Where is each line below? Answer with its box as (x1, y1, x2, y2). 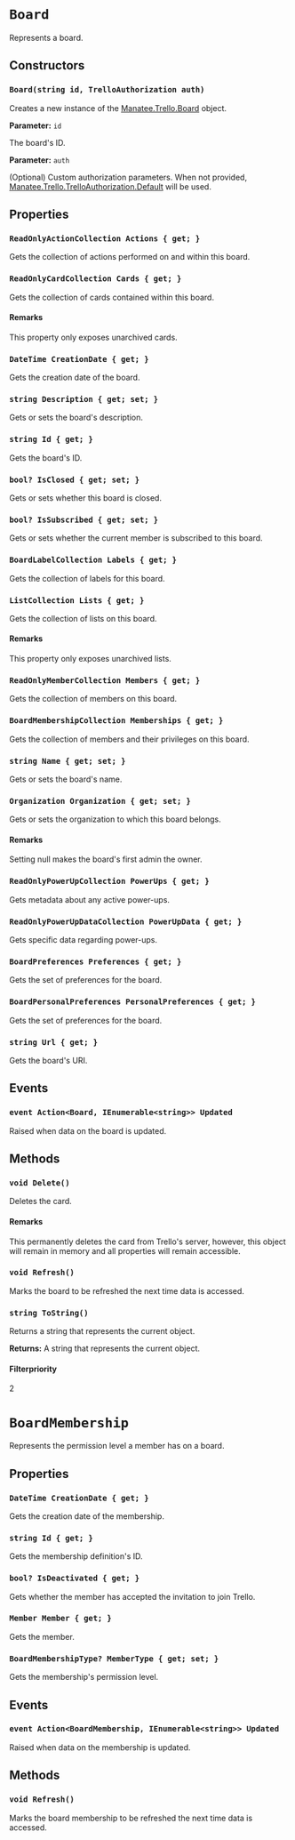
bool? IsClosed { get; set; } (9, 474, 140, 485)
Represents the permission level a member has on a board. (9, 1441, 225, 1451)
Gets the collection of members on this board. (9, 694, 178, 704)
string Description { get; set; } (9, 394, 158, 405)
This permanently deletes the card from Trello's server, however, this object (9, 1236, 286, 1247)
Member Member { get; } (9, 1613, 113, 1624)
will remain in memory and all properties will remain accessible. (9, 1245, 242, 1256)
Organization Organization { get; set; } (9, 796, 191, 806)
